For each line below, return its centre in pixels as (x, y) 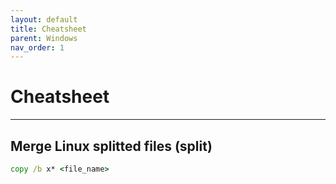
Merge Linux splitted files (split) (111, 146)
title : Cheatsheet (48, 29)
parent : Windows (44, 38)
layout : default (44, 19)
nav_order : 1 (37, 47)
